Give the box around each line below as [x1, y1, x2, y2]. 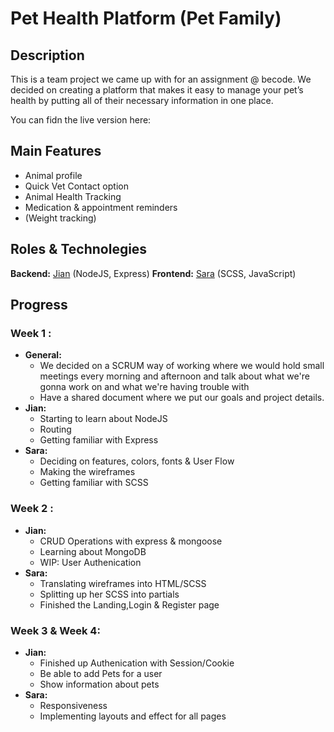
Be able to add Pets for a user [39, 667, 163, 679]
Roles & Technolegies [10, 241, 148, 258]
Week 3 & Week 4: [10, 623, 101, 637]
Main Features [10, 143, 102, 160]
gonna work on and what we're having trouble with [39, 381, 250, 393]
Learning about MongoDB [39, 545, 147, 557]
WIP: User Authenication [39, 556, 142, 568]
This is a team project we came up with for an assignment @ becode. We [10, 73, 312, 85]
